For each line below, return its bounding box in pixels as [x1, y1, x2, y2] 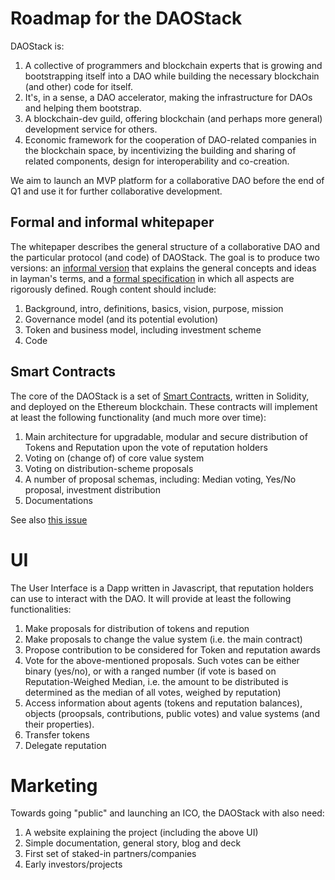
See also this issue [10, 513, 88, 526]
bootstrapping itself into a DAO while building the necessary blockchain [24, 70, 320, 82]
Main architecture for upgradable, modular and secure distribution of [24, 430, 308, 442]
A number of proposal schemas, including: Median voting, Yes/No [24, 473, 297, 485]
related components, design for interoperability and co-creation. [24, 155, 290, 167]
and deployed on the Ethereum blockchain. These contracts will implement [10, 400, 318, 412]
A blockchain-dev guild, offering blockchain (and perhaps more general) [24, 112, 323, 124]
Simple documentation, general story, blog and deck [24, 837, 242, 849]
